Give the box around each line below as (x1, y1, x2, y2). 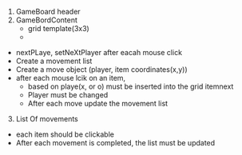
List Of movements (15, 114, 78, 123)
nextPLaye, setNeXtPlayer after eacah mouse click (15, 48, 182, 57)
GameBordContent (15, 15, 78, 25)
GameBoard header (15, 7, 81, 16)
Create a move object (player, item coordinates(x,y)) (15, 65, 188, 74)
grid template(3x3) (27, 24, 89, 33)
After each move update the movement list (27, 99, 169, 108)
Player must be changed (27, 90, 109, 99)
